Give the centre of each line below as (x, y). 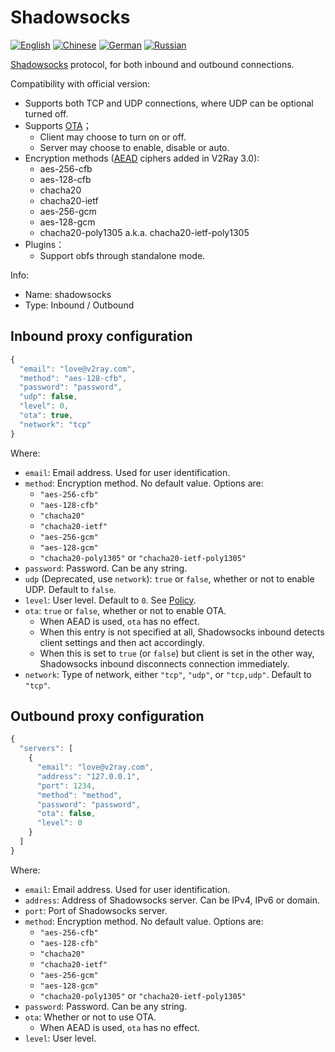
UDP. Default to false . (70, 589)
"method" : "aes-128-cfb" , (73, 378)
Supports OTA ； (58, 125)
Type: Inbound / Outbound (79, 305)
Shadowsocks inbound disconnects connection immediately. (164, 663)
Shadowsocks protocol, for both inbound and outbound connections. (152, 64)
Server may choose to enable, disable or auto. (134, 147)
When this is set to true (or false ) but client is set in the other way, (177, 653)
